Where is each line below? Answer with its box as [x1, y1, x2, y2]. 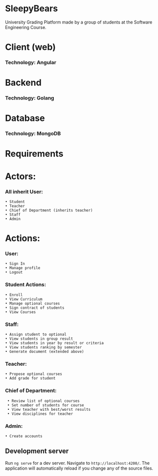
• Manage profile [5, 266, 41, 271]
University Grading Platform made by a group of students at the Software [5, 19, 153, 25]
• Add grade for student [5, 376, 56, 381]
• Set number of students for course [7, 402, 84, 407]
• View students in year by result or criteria [5, 341, 104, 346]
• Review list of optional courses [7, 398, 80, 403]
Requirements [5, 148, 64, 159]
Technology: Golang [5, 95, 55, 101]
